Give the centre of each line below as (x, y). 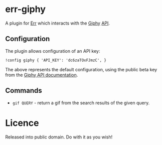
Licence (22, 123)
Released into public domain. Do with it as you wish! (59, 137)
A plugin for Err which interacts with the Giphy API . (58, 23)
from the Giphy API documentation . (42, 75)
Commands (24, 91)
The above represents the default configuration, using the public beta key (81, 69)
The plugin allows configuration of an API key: (53, 51)
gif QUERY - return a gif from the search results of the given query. (81, 103)
